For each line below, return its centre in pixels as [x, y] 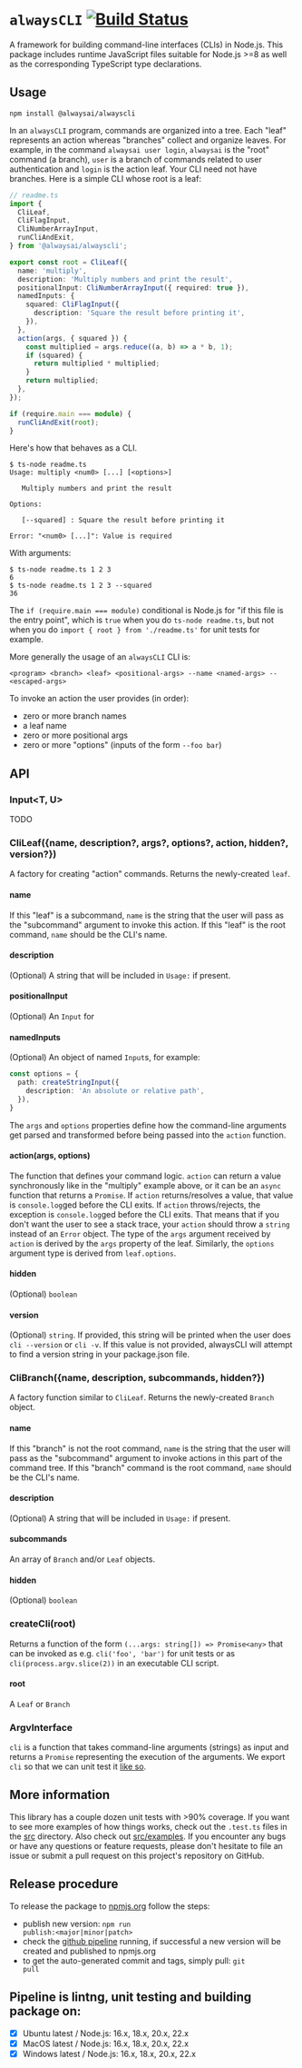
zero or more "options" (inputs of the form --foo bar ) [122, 745]
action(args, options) [50, 1156]
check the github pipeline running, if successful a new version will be [151, 1941]
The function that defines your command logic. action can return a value [145, 1176]
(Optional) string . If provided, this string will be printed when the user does [151, 1335]
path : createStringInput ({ [68, 1083]
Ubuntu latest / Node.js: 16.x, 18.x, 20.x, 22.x [105, 2033]
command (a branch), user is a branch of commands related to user [136, 159]
